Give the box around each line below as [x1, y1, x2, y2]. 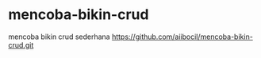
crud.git [8, 40, 34, 49]
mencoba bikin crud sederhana [8, 32, 110, 41]
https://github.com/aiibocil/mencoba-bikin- [111, 32, 254, 41]
